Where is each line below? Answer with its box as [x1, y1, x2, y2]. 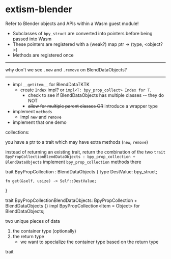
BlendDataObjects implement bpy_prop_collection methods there [5, 159, 141, 165]
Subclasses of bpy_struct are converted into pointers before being [12, 30, 153, 36]
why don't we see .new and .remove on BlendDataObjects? [5, 66, 127, 72]
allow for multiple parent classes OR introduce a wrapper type [27, 103, 158, 109]
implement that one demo [12, 119, 67, 125]
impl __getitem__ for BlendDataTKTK [12, 81, 90, 87]
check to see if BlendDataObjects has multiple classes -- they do [27, 92, 164, 98]
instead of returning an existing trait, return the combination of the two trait [5, 149, 166, 155]
